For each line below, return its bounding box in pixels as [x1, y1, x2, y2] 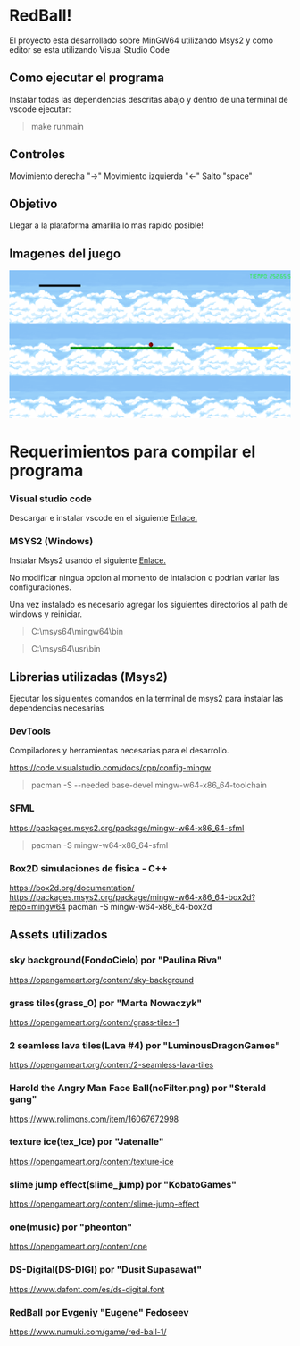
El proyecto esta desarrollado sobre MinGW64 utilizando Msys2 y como [9, 35, 274, 46]
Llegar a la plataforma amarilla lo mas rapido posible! [9, 220, 204, 231]
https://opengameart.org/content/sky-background [9, 974, 195, 985]
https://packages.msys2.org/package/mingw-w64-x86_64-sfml [9, 822, 245, 833]
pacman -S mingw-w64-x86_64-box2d [68, 901, 212, 912]
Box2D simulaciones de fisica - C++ [9, 862, 168, 874]
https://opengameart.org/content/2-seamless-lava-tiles [9, 1060, 214, 1071]
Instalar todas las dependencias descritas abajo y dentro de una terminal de [9, 94, 288, 105]
